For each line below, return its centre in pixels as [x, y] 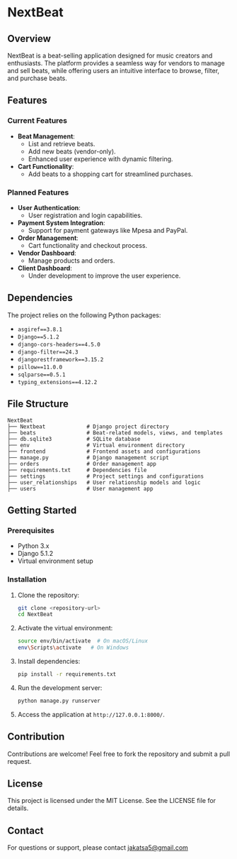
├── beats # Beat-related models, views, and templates [115, 433]
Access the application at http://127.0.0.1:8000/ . [91, 714]
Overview [29, 39]
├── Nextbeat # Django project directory [88, 427]
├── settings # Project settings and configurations [105, 476]
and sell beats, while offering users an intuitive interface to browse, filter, [114, 71]
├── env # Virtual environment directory [96, 445]
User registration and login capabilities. [85, 215]
